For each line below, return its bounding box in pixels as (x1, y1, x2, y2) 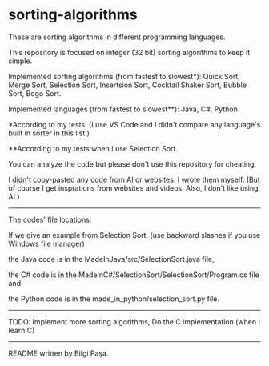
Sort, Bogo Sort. (8, 88, 62, 98)
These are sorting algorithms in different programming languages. (8, 32, 226, 42)
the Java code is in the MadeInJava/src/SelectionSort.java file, (8, 254, 215, 263)
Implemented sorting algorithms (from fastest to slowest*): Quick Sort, (8, 71, 240, 81)
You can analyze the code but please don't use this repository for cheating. (8, 159, 257, 169)
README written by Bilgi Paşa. (8, 348, 109, 358)
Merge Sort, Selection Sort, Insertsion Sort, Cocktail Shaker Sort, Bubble (8, 80, 247, 90)
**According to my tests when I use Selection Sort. (8, 143, 179, 153)
